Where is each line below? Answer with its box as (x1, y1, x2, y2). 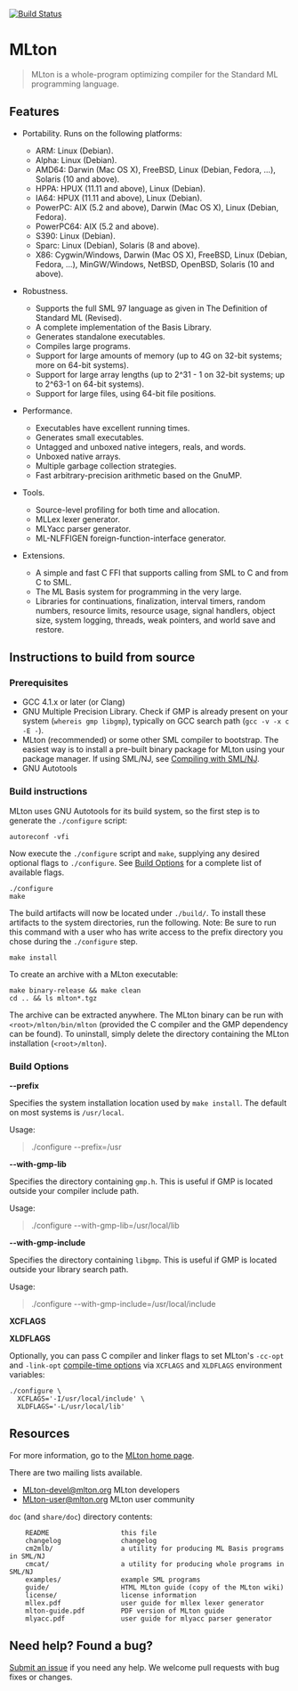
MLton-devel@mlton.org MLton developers (21, 1484, 181, 1495)
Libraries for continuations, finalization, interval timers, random (35, 595, 266, 606)
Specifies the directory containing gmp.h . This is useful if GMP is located (9, 1176, 273, 1187)
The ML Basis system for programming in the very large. (35, 586, 242, 597)
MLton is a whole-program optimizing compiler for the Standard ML (30, 69, 278, 79)
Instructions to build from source (9, 650, 196, 666)
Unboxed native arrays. (35, 451, 122, 462)
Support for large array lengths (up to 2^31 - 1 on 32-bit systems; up (35, 369, 286, 380)
